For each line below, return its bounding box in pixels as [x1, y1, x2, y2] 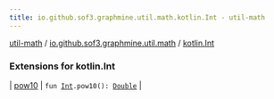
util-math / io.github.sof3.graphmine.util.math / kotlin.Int [9, 37, 215, 48]
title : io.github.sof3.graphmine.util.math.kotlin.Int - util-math [9, 12, 266, 22]
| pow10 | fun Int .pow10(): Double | [9, 79, 143, 90]
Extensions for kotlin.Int [9, 60, 116, 72]
